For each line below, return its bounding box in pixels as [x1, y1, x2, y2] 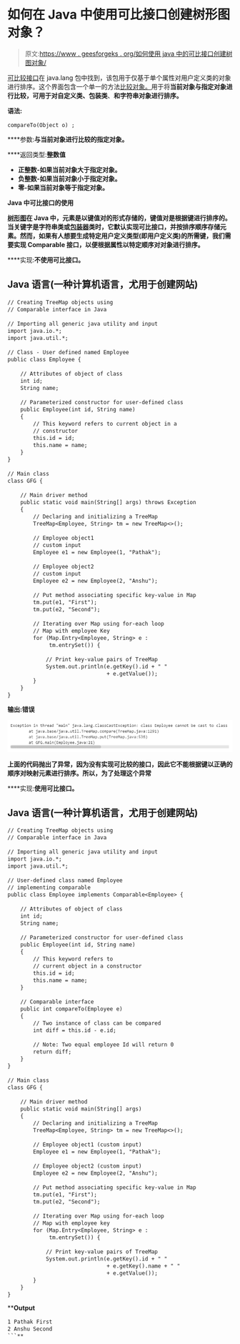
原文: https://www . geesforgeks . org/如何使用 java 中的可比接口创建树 [24, 49, 233, 58]
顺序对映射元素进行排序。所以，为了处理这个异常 [7, 768, 151, 777]
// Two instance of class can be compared [33, 1020, 161, 1027]
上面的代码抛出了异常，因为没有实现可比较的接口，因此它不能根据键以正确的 [7, 760, 233, 768]
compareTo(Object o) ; [7, 121, 75, 129]
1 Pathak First [7, 1318, 53, 1325]
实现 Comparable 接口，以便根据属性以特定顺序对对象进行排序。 [13, 240, 205, 249]
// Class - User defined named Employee [7, 348, 130, 356]
